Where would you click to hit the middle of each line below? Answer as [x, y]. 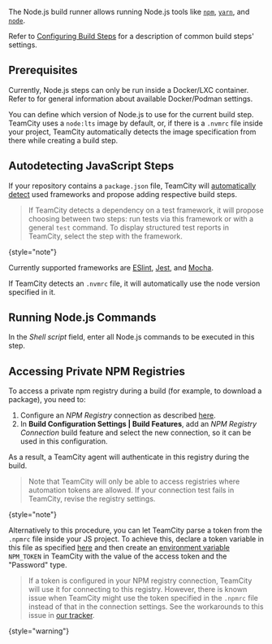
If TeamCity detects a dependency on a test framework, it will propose [146, 210]
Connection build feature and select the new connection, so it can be [136, 433]
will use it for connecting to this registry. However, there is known [138, 589]
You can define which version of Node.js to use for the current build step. [131, 114]
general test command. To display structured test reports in [129, 227]
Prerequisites [43, 70]
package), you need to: [47, 400]
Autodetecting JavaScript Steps [91, 166]
